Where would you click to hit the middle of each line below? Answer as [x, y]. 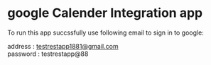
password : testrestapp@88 [48, 54]
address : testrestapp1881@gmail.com [63, 46]
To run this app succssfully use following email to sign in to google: [105, 32]
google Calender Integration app [105, 13]
